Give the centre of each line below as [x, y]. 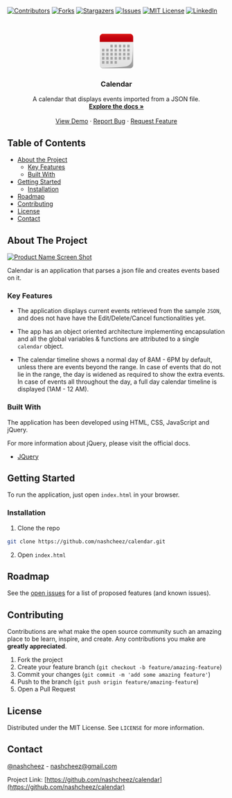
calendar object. [41, 346]
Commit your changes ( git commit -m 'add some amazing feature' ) [114, 675]
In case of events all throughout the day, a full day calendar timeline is [117, 382]
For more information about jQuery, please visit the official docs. [99, 443]
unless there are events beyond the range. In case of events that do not [119, 367]
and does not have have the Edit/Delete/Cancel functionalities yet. [111, 318]
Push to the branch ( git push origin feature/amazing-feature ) [108, 682]
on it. [15, 278]
